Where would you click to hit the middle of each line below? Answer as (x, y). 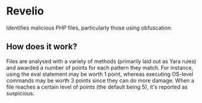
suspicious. (21, 93)
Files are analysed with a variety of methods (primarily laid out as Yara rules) (101, 61)
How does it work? (42, 47)
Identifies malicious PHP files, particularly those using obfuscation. (90, 28)
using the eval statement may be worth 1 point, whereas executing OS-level (100, 74)
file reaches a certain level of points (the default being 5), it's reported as (97, 87)
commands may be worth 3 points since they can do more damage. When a (100, 80)
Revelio (25, 11)
